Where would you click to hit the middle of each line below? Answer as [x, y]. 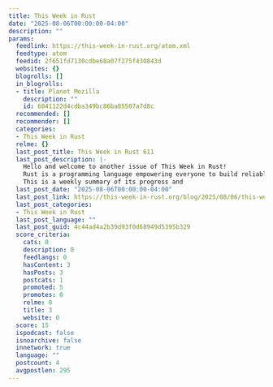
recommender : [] [43, 122]
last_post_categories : [54, 204]
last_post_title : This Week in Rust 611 [85, 152]
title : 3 [38, 310]
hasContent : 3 [47, 264]
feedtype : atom [41, 54]
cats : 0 [36, 243]
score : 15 [32, 325]
